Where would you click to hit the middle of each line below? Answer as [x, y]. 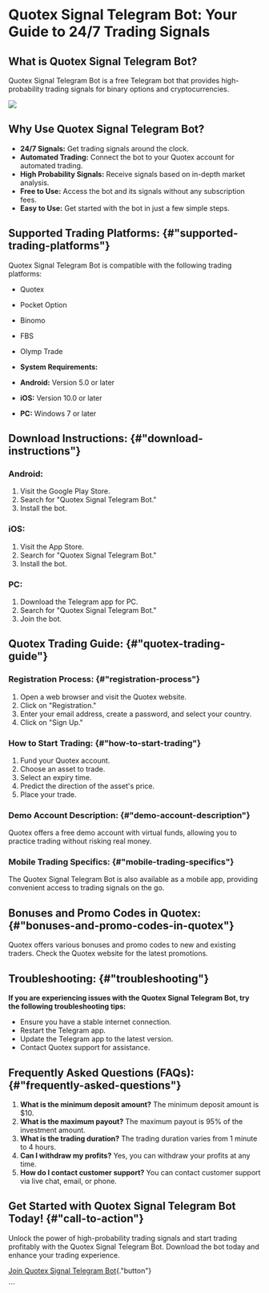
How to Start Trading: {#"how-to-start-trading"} [105, 743]
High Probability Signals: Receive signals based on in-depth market [132, 174]
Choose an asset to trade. [62, 769]
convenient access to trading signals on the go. [86, 888]
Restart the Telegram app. [63, 1030]
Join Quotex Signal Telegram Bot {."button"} [80, 1271]
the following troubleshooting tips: [67, 1006]
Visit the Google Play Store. [65, 491]
